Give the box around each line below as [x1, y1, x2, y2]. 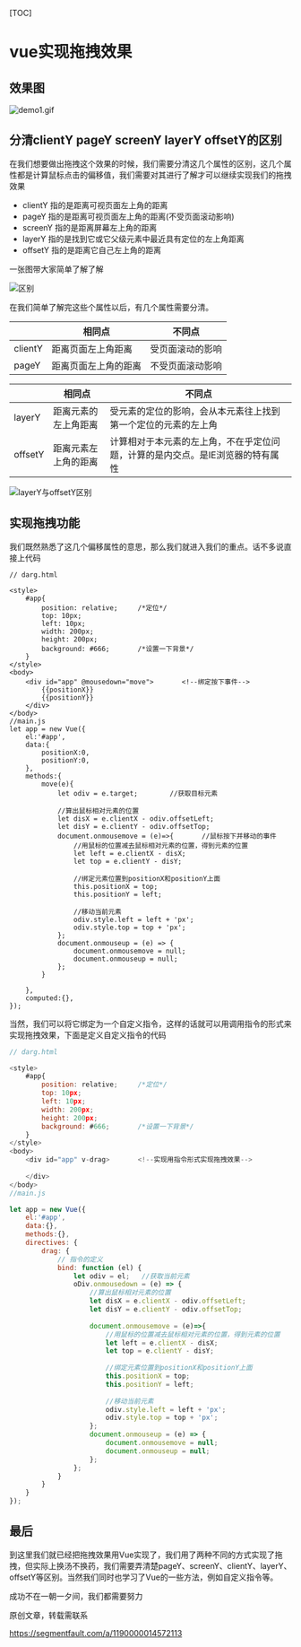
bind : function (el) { [56, 1263, 142, 1272]
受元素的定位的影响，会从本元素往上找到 [109, 405, 280, 417]
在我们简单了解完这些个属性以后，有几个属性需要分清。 [9, 301, 213, 312]
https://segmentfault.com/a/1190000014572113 [9, 1627, 183, 1638]
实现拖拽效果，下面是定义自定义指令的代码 [9, 1029, 167, 1040]
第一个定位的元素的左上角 [109, 418, 218, 431]
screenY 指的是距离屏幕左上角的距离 [21, 222, 158, 232]
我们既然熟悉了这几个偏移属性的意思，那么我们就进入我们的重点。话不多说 [9, 541, 284, 552]
